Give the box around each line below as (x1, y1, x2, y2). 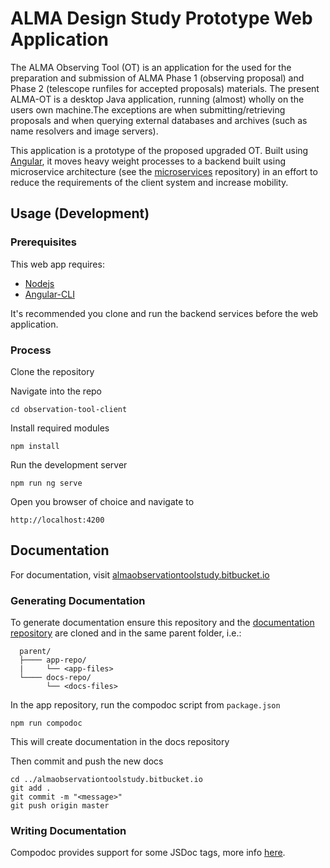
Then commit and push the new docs (10, 755, 164, 767)
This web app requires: (10, 258, 105, 270)
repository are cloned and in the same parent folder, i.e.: (10, 627, 242, 639)
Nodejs (24, 277, 55, 289)
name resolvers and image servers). (10, 125, 159, 137)
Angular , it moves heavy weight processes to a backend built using (10, 155, 287, 167)
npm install (10, 441, 60, 451)
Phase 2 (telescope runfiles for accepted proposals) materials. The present (10, 82, 320, 94)
